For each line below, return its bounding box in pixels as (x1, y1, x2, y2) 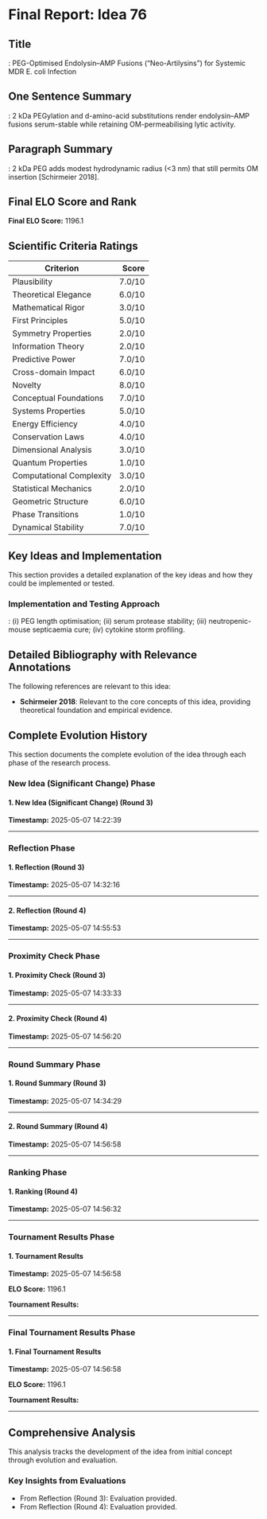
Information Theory (12, 341, 85, 352)
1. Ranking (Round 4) (8, 1186, 78, 1196)
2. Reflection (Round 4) (8, 906, 87, 915)
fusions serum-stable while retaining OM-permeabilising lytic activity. (8, 119, 236, 129)
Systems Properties (12, 406, 86, 417)
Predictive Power (12, 354, 76, 365)
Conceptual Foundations (12, 392, 104, 403)
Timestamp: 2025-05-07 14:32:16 (8, 880, 121, 890)
